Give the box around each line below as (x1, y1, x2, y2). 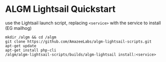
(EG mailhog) (5, 25, 32, 31)
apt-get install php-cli (5, 48, 56, 53)
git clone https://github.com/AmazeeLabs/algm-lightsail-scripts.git (5, 39, 152, 44)
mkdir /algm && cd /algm (5, 35, 56, 40)
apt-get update (5, 43, 37, 48)
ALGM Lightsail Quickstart (5, 3, 116, 15)
